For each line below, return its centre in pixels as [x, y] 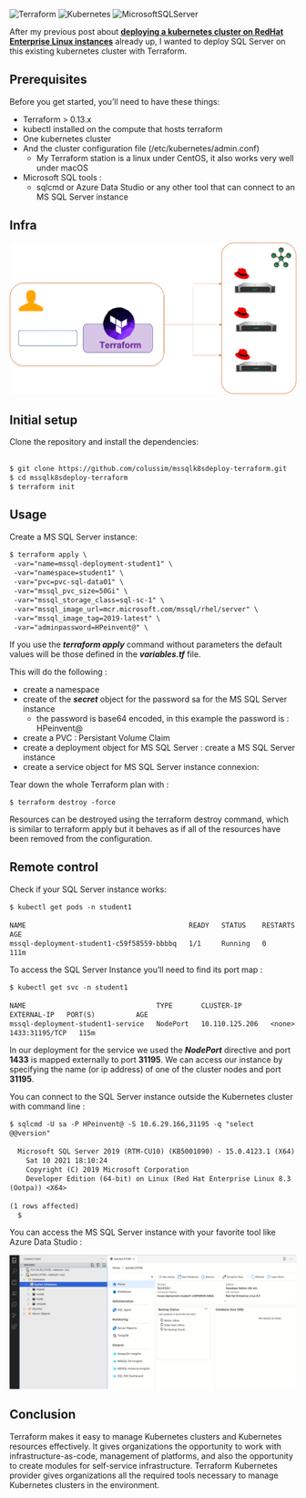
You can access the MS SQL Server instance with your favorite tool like [143, 1232]
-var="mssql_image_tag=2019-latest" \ [87, 618]
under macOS [62, 168]
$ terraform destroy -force [63, 802]
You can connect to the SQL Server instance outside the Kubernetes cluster [151, 1096]
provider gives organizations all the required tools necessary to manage [144, 1475]
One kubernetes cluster [67, 139]
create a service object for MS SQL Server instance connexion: [141, 766]
